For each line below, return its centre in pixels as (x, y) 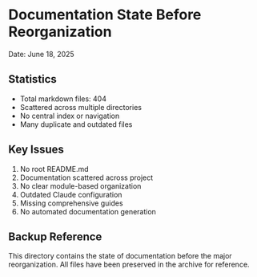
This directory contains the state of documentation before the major (120, 256)
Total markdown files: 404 (63, 99)
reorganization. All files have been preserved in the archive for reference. (129, 265)
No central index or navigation (70, 116)
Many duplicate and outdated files (76, 124)
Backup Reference (55, 236)
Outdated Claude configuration (71, 194)
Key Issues (36, 150)
